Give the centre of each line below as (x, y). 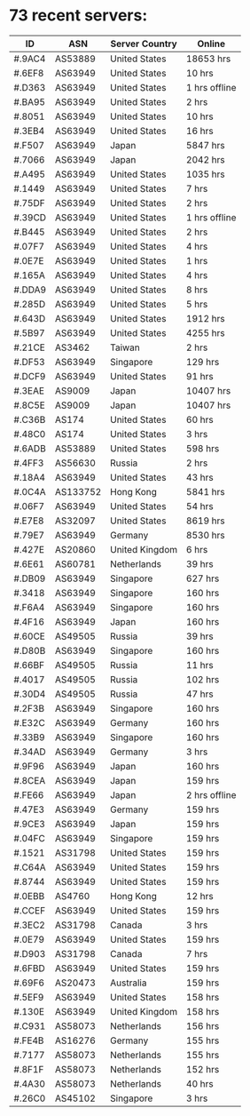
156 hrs (203, 1025)
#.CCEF (30, 910)
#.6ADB (30, 448)
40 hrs (200, 1083)
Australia (128, 983)
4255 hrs (205, 332)
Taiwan (125, 347)
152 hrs (203, 1069)
